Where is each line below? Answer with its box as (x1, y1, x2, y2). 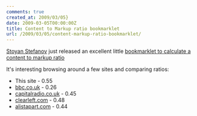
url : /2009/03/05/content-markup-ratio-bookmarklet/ (6, 31, 142, 37)
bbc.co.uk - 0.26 (14, 84, 57, 91)
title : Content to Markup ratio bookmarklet (6, 25, 120, 32)
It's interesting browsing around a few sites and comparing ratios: (6, 66, 169, 73)
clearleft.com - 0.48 (14, 97, 65, 104)
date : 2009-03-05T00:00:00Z (6, 20, 77, 26)
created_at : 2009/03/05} (6, 14, 69, 20)
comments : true (6, 8, 45, 15)
